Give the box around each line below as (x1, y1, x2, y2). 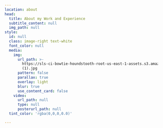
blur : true (17, 84, 40, 89)
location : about (4, 7, 37, 12)
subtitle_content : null (9, 20, 57, 26)
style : (4, 30, 18, 35)
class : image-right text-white (9, 39, 72, 44)
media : (9, 48, 22, 53)
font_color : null (9, 43, 44, 48)
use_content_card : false (17, 89, 68, 93)
